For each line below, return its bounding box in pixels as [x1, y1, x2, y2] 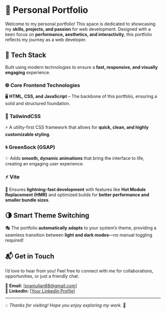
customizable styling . [5, 131, 51, 138]
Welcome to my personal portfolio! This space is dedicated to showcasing [5, 21, 156, 27]
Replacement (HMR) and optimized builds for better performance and [5, 192, 149, 198]
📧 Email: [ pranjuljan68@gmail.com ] [5, 282, 78, 289]
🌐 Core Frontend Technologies [5, 82, 81, 89]
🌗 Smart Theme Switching [5, 211, 90, 220]
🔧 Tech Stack [5, 51, 46, 59]
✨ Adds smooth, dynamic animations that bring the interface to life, [5, 155, 145, 161]
